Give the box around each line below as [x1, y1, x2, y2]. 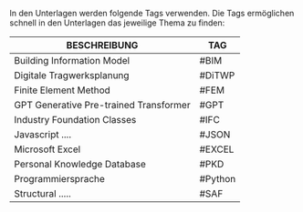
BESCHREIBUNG [66, 39, 139, 51]
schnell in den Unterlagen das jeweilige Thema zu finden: [9, 17, 225, 28]
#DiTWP [199, 69, 235, 81]
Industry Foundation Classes [14, 114, 137, 126]
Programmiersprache [14, 173, 105, 185]
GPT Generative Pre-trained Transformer [14, 99, 191, 111]
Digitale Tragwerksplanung [14, 69, 130, 81]
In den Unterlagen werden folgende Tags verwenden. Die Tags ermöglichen [9, 8, 295, 18]
